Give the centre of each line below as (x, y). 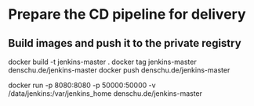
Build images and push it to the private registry (125, 43)
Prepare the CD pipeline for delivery (127, 14)
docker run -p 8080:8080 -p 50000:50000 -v (82, 85)
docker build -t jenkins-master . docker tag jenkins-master (103, 62)
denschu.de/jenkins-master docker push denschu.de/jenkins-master (119, 70)
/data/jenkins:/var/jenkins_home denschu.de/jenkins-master (105, 94)
